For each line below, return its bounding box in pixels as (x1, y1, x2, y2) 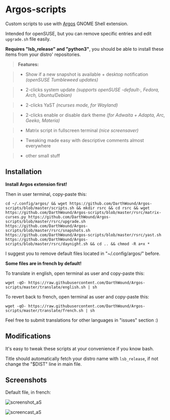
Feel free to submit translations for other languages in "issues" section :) (5, 317, 158, 323)
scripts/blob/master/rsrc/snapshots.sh (5, 228, 91, 233)
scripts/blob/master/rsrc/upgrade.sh (5, 219, 86, 224)
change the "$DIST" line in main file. (5, 361, 82, 367)
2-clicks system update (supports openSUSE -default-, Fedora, (25, 86, 160, 93)
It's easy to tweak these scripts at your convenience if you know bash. (5, 345, 154, 352)
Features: (17, 61, 39, 67)
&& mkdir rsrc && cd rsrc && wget (76, 205, 150, 211)
